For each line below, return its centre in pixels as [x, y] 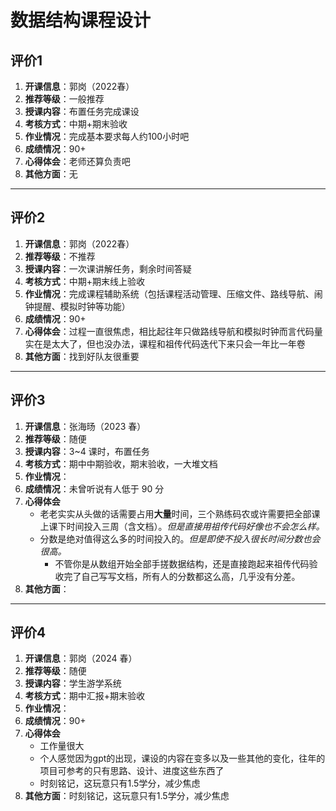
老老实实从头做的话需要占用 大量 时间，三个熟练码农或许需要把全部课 [180, 513]
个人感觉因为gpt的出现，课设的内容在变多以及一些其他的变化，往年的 [182, 758]
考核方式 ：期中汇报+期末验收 [85, 696]
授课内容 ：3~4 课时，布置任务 [87, 451]
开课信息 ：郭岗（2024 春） [81, 658]
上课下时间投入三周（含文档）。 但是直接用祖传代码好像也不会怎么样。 [182, 526]
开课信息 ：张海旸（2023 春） [85, 426]
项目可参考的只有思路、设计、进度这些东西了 [132, 771]
